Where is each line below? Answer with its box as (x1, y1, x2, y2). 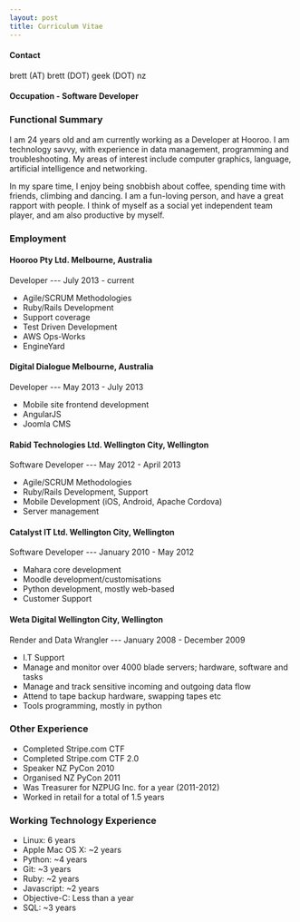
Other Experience (9, 722, 89, 735)
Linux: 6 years (22, 835, 76, 846)
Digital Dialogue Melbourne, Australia (9, 361, 154, 372)
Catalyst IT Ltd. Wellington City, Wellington (9, 526, 175, 537)
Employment (9, 232, 67, 245)
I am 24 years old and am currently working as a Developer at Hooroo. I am (9, 133, 290, 145)
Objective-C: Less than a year (22, 893, 134, 904)
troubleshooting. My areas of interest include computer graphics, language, (9, 153, 292, 164)
